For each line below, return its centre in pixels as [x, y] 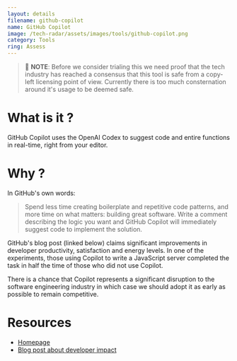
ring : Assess [27, 47]
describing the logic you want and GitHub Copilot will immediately [121, 221]
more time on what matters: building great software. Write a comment [126, 214]
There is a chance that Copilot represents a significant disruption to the [111, 279]
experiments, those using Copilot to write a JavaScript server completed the [118, 258]
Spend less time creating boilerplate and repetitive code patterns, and [126, 206]
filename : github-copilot [45, 20]
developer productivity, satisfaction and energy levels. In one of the [105, 250]
